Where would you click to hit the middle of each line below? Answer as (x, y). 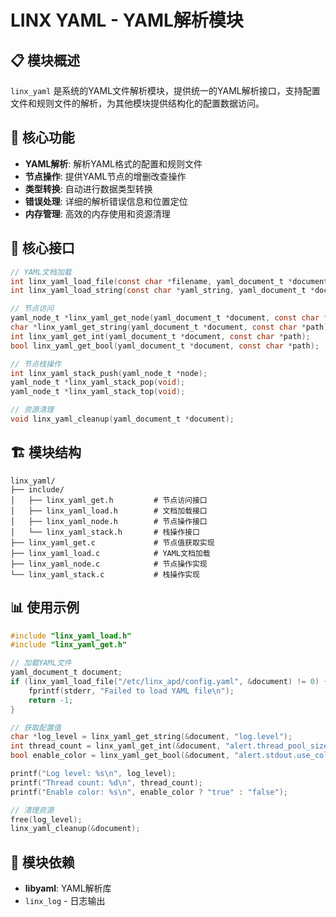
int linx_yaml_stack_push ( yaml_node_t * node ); (109, 373)
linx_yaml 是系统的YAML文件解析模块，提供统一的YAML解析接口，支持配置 (165, 90)
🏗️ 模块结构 (46, 452)
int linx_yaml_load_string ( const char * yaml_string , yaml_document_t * (162, 291)
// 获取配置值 (36, 727)
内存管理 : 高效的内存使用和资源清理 (97, 213)
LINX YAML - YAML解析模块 (127, 20)
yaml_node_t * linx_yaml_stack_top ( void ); (98, 392)
